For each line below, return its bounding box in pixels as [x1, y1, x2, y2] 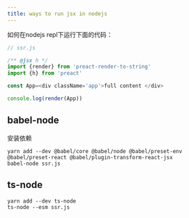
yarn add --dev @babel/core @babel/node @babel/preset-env [7, 147, 183, 154]
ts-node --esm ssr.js [7, 203, 70, 210]
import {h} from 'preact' [7, 70, 82, 77]
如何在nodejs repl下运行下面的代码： [7, 30, 113, 38]
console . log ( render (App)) [7, 95, 82, 102]
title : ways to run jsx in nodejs [7, 10, 108, 17]
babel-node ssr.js [7, 160, 61, 167]
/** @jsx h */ [7, 57, 49, 64]
